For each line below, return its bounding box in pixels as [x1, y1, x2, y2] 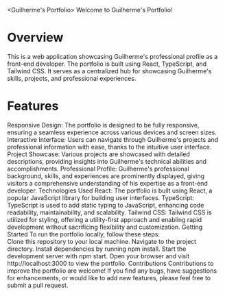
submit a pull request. [7, 281, 69, 289]
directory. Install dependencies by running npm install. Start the [7, 245, 187, 253]
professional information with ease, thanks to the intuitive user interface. [7, 143, 212, 151]
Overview [7, 30, 64, 45]
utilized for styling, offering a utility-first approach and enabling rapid [7, 215, 202, 223]
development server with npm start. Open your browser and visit [7, 251, 190, 260]
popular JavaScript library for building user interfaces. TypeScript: [7, 193, 194, 201]
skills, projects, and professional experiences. [7, 74, 137, 82]
